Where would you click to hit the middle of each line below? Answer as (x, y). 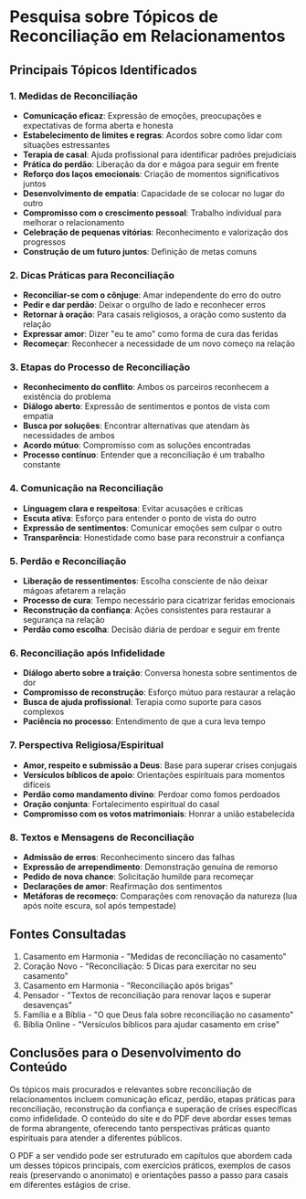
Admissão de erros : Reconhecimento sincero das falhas (129, 857)
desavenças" (47, 1004)
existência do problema (67, 397)
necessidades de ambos (69, 436)
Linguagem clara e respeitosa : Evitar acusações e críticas (133, 508)
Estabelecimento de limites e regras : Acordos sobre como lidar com (153, 135)
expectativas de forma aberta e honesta (98, 125)
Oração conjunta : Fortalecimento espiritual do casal (121, 804)
